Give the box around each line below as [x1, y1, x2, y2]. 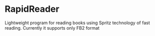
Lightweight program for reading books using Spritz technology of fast [4, 20, 150, 26]
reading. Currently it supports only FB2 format [4, 25, 99, 31]
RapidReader [4, 3, 59, 15]
